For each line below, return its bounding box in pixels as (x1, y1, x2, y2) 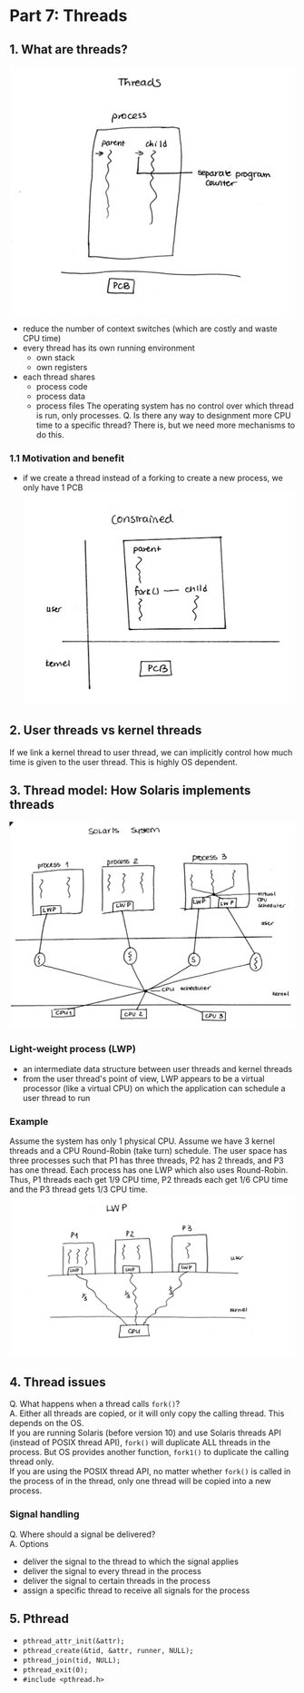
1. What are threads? (9, 42, 129, 57)
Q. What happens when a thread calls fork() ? (9, 1399, 181, 1410)
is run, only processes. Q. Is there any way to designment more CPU (35, 410, 292, 421)
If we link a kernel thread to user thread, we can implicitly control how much (9, 746, 293, 758)
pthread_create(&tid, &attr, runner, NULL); (22, 1647, 194, 1656)
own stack (35, 352, 75, 363)
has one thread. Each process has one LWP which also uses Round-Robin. (9, 1164, 289, 1176)
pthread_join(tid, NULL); (22, 1656, 121, 1666)
